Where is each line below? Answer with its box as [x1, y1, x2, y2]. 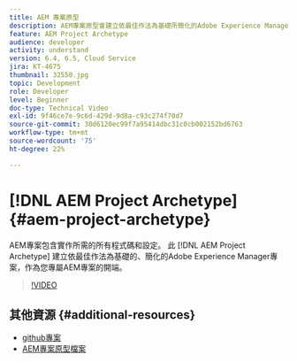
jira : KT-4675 [9, 63, 62, 72]
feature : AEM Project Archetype [9, 29, 128, 38]
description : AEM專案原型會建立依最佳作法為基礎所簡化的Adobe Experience [9, 21, 262, 30]
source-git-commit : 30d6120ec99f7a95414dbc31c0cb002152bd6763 [9, 120, 243, 129]
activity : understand [9, 46, 89, 55]
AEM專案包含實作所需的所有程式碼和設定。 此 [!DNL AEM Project [9, 240, 246, 250]
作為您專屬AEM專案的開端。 [24, 262, 127, 273]
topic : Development [9, 79, 81, 88]
